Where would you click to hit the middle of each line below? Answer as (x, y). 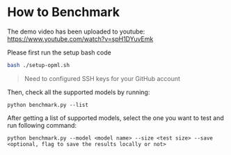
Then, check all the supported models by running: (79, 92)
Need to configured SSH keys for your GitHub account (102, 78)
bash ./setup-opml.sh (39, 65)
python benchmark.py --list (48, 105)
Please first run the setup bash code (59, 52)
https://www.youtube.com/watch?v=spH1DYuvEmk (80, 38)
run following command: (42, 125)
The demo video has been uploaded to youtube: (76, 31)
